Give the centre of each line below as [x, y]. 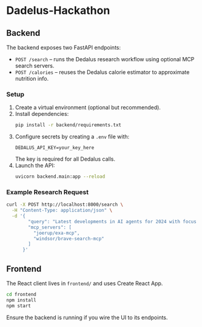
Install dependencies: [42, 114]
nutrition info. [32, 79]
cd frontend [21, 295]
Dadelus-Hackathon [58, 11]
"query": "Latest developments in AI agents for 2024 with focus [113, 221]
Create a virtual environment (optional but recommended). [88, 107]
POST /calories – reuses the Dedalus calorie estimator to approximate [102, 72]
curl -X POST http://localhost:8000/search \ [65, 205]
